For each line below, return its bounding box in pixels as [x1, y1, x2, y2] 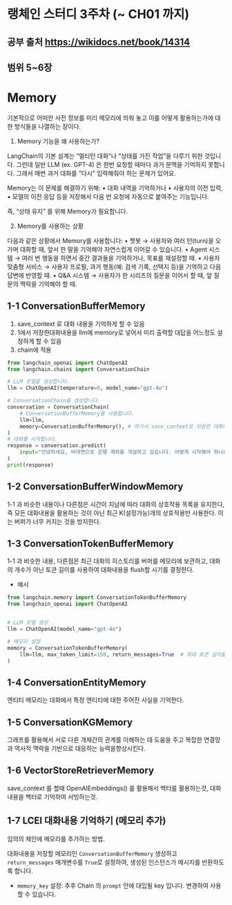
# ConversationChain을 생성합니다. [7, 397, 101, 404]
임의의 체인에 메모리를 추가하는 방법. [7, 834, 105, 843]
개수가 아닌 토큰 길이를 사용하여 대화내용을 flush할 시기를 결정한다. [14, 566, 195, 574]
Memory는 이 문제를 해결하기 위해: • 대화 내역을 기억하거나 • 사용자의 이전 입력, [7, 183, 223, 192]
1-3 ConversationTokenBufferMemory [7, 538, 174, 550]
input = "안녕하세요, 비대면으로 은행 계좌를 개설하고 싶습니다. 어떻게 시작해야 [19, 449, 211, 456]
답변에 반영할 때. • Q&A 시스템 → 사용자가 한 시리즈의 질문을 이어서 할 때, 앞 [7, 271, 213, 279]
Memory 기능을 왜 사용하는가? [17, 136, 100, 145]
